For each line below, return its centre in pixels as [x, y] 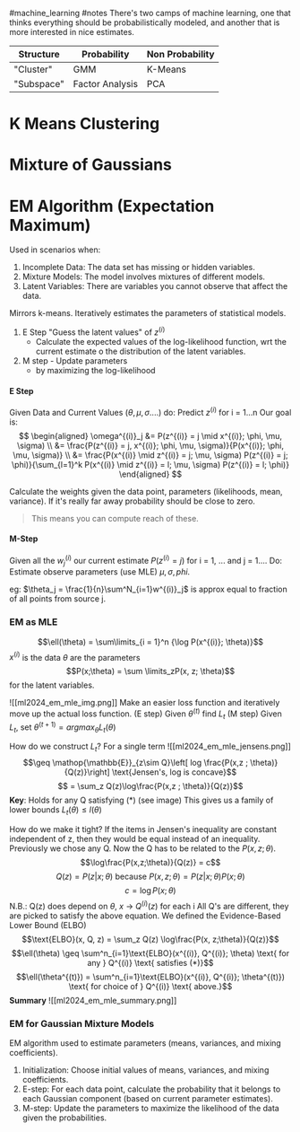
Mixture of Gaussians [90, 165]
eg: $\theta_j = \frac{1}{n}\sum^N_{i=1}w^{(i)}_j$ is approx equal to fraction [149, 589]
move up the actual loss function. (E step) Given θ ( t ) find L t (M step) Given [146, 714]
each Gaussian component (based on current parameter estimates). [147, 1098]
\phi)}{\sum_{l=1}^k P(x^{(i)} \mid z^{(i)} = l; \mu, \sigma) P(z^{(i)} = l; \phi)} [150, 464]
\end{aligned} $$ [150, 474]
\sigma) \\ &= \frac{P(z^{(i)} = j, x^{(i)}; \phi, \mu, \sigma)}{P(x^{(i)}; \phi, [150, 445]
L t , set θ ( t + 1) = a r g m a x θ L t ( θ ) [63, 727]
